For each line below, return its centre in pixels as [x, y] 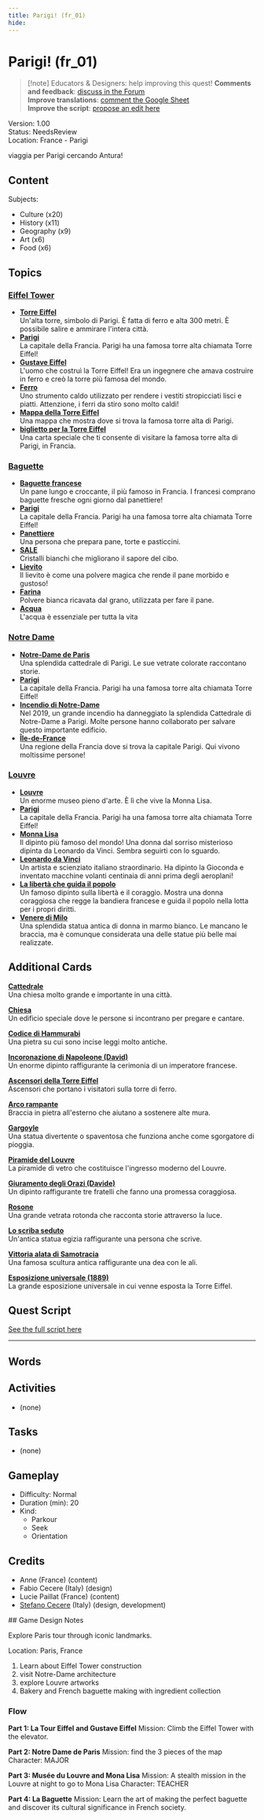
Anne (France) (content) [59, 1580]
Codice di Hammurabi [44, 1033]
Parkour [44, 1520]
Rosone [21, 1207]
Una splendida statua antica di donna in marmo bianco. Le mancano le [134, 925]
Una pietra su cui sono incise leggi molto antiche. [88, 1042]
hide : [17, 23]
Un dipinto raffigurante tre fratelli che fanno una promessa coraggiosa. [123, 1191]
